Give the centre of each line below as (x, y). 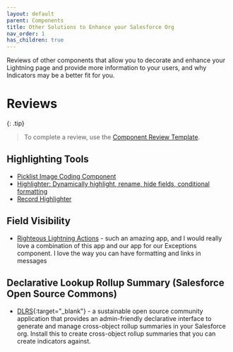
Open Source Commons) (62, 294)
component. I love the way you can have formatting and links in (109, 253)
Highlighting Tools (48, 159)
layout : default (30, 14)
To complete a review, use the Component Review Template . (112, 137)
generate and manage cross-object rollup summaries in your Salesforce (121, 326)
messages (32, 260)
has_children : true (35, 40)
